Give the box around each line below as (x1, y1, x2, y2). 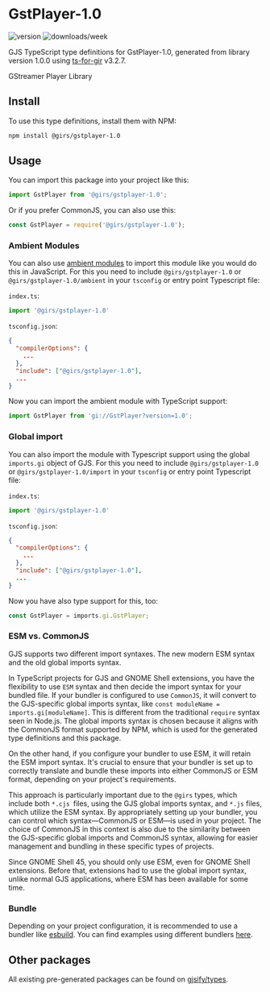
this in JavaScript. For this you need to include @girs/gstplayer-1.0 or (8, 267, 242, 276)
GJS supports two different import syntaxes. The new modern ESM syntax (8, 649, 255, 658)
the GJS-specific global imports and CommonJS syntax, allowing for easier (8, 832, 259, 842)
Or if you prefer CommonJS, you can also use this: (8, 205, 177, 215)
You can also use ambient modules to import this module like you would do (8, 259, 257, 268)
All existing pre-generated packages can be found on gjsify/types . (8, 974, 228, 984)
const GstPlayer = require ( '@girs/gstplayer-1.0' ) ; (8, 221, 185, 230)
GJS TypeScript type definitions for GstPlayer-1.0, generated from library (8, 47, 250, 56)
